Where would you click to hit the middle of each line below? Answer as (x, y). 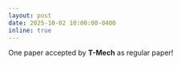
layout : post (30, 15)
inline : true (30, 30)
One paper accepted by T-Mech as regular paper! (91, 53)
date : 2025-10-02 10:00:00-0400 (62, 23)
